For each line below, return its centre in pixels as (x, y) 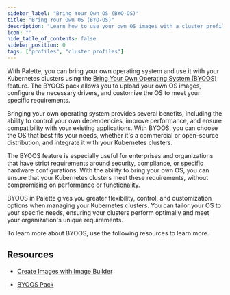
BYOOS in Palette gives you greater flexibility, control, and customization (110, 198)
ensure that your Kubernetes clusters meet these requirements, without (108, 177)
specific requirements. (39, 100)
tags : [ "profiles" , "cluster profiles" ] (66, 52)
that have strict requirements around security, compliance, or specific (105, 163)
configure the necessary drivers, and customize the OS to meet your (104, 92)
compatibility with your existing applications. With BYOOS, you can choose (113, 128)
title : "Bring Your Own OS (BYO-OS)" (61, 20)
